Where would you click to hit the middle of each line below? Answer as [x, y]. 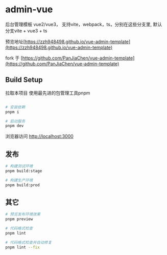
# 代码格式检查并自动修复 [29, 242]
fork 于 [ [14, 58]
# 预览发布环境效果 [23, 214]
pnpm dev [15, 126]
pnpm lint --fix [22, 247]
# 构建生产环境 [19, 180]
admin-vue [29, 9]
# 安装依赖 [15, 107]
